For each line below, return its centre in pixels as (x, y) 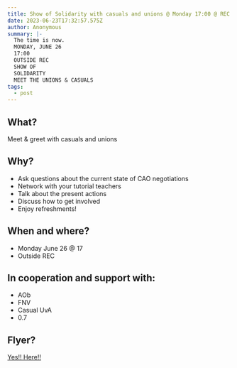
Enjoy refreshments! (47, 209)
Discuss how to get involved (59, 201)
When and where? (49, 231)
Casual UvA (34, 310)
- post (23, 93)
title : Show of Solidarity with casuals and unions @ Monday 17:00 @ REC (119, 14)
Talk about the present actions (62, 193)
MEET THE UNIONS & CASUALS (54, 80)
